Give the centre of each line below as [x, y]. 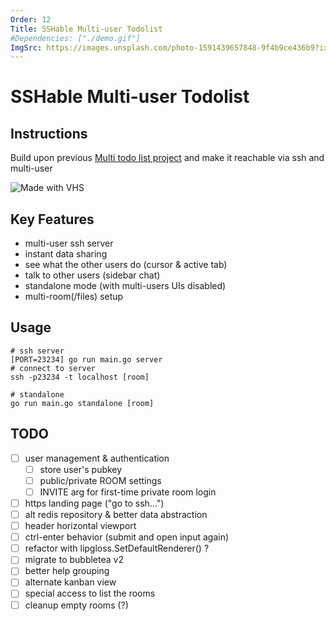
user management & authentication [97, 458]
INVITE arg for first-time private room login [128, 492]
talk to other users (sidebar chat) [92, 275]
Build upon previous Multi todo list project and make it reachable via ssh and [167, 158]
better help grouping [67, 571]
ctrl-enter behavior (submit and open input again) [127, 537]
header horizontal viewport [80, 526]
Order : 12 [31, 19]
